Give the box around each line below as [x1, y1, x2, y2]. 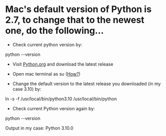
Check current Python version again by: [12, 105, 95, 111]
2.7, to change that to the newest [5, 14, 145, 26]
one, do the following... [5, 25, 104, 36]
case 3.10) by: [12, 86, 42, 92]
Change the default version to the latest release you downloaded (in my [12, 81, 161, 87]
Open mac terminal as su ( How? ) [12, 71, 80, 77]
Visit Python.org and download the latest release [12, 61, 114, 67]
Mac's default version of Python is [5, 4, 152, 15]
